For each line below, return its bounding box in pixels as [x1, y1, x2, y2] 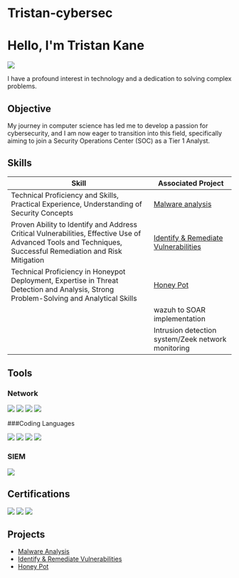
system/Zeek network [153, 334, 227, 344]
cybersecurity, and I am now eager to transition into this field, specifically [7, 129, 223, 137]
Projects [7, 528, 46, 540]
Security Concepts [11, 208, 73, 218]
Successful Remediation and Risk [11, 246, 122, 256]
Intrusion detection [153, 325, 217, 335]
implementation [153, 314, 206, 323]
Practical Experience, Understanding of [11, 199, 142, 209]
